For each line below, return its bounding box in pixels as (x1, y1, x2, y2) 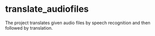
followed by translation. (5, 25, 53, 31)
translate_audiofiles (5, 3, 89, 15)
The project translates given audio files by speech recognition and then (5, 20, 151, 26)
